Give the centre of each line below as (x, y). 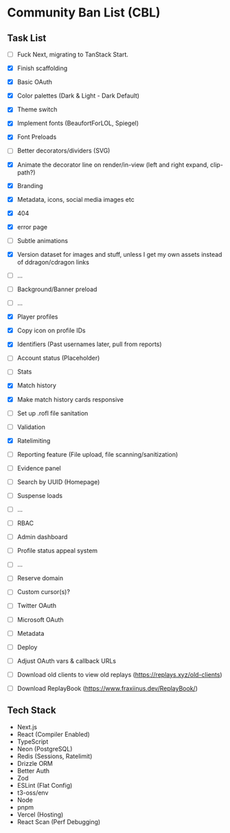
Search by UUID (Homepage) (58, 481)
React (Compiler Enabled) (54, 734)
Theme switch (37, 110)
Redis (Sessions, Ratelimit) (55, 756)
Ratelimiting (34, 440)
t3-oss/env (33, 792)
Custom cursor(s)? (44, 592)
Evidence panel (39, 468)
